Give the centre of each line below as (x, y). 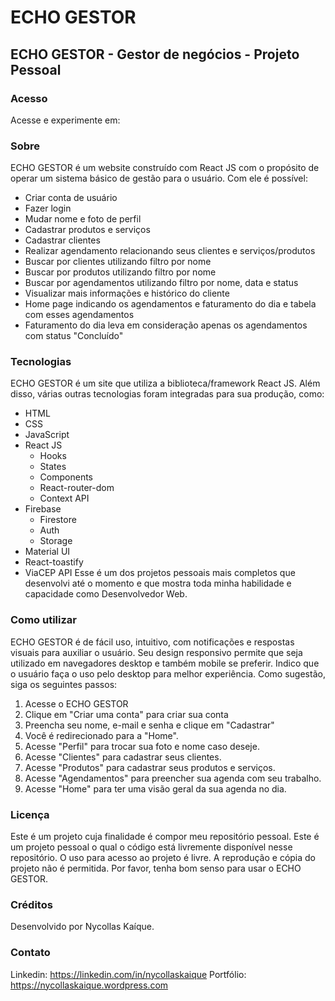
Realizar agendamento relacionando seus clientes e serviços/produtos (170, 251)
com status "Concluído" (74, 336)
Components (66, 477)
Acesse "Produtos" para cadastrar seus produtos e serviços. (150, 767)
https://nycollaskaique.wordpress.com (89, 985)
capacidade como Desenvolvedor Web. (106, 594)
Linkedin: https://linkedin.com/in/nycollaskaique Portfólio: (128, 974)
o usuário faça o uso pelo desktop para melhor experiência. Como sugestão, (168, 673)
